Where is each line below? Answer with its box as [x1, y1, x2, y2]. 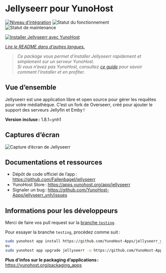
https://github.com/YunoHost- [47, 187, 109, 193]
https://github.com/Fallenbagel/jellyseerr [12, 176, 96, 183]
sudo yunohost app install [5, 239, 61, 244]
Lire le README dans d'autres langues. [5, 43, 85, 49]
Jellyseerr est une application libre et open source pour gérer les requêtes [5, 96, 157, 102]
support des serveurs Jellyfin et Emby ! [5, 107, 85, 113]
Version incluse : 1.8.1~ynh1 [5, 117, 62, 122]
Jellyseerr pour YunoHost [5, 3, 114, 14]
